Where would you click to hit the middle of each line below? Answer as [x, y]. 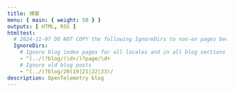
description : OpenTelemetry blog [56, 78]
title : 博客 [23, 13]
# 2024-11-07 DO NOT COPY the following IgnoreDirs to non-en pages [115, 39]
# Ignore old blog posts [56, 65]
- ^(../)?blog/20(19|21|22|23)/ [67, 71]
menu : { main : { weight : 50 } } [54, 20]
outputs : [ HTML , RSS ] [42, 26]
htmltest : [22, 33]
